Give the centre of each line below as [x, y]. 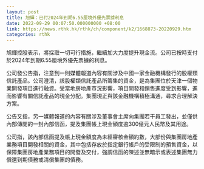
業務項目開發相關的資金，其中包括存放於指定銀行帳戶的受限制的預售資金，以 [102, 145]
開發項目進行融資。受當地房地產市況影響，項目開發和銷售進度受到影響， [102, 88]
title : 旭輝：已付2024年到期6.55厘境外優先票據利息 [65, 18]
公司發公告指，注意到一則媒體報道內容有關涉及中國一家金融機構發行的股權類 [102, 73]
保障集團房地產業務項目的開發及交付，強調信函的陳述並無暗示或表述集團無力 [102, 152]
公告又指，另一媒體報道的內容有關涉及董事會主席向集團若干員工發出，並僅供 [102, 117]
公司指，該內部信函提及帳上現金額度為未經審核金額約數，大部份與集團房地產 [102, 137]
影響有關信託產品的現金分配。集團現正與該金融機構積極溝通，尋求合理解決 [104, 96]
